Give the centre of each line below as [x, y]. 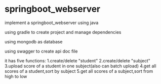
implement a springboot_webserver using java [52, 23]
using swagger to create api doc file [41, 51]
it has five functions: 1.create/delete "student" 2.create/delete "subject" [78, 60]
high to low [16, 76]
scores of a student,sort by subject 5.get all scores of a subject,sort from [79, 71]
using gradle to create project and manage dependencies [63, 32]
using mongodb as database [34, 42]
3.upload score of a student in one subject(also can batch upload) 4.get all [80, 66]
